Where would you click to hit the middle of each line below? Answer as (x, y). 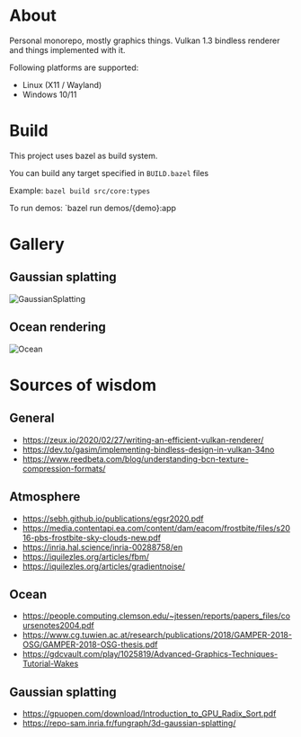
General (32, 418)
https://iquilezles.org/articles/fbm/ (86, 556)
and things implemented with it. (67, 49)
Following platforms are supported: (74, 67)
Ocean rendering (58, 328)
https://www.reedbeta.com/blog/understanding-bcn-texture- (135, 458)
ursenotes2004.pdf (58, 626)
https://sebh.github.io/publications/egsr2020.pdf (113, 519)
